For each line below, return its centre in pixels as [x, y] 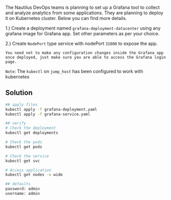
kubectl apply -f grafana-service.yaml [48, 114]
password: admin [23, 189]
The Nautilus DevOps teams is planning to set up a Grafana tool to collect [83, 7]
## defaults [18, 184]
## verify [16, 123]
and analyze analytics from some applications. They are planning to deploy [84, 13]
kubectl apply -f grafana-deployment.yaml [51, 109]
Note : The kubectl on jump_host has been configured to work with [74, 71]
